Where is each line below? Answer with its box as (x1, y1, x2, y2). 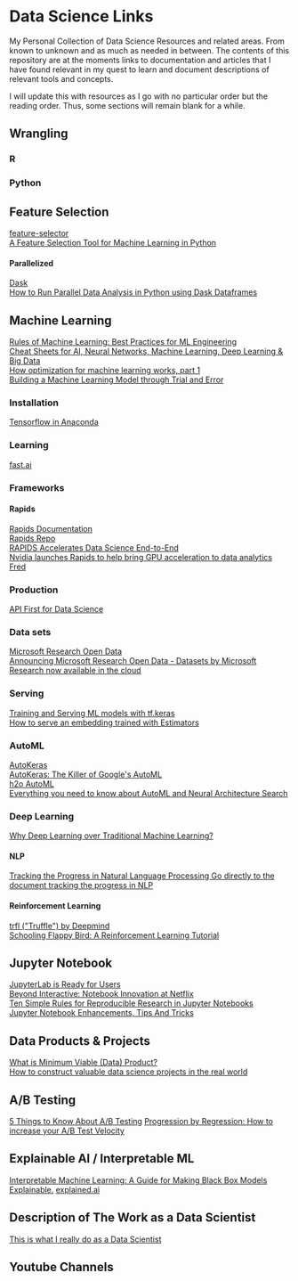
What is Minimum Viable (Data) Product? (9, 1057, 158, 1068)
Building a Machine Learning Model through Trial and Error (9, 374, 224, 385)
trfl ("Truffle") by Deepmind (9, 920, 110, 931)
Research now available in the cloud (9, 665, 141, 676)
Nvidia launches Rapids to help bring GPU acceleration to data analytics (9, 551, 273, 562)
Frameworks (9, 481, 65, 494)
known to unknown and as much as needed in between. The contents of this (9, 45, 290, 55)
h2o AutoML (9, 778, 55, 789)
